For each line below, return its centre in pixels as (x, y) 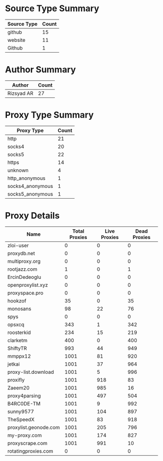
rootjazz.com (22, 269)
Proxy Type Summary (49, 115)
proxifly (16, 380)
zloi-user (18, 245)
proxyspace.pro (25, 293)
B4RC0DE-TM (24, 404)
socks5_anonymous (30, 194)
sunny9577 (21, 411)
